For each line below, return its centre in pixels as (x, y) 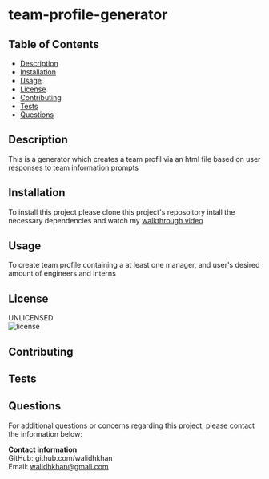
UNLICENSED (31, 318)
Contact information (43, 449)
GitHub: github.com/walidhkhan (61, 457)
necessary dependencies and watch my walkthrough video (106, 220)
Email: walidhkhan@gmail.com (59, 466)
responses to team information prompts (73, 167)
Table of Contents (54, 44)
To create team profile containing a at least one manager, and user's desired (134, 265)
